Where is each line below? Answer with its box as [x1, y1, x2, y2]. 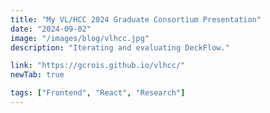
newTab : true [10, 70, 65, 80]
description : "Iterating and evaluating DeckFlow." [10, 42, 230, 53]
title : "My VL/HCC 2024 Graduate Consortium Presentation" [10, 14, 262, 25]
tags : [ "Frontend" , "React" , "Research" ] [10, 88, 186, 98]
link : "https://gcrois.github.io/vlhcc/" [10, 61, 186, 71]
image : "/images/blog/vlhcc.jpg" [10, 33, 150, 43]
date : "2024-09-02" [10, 24, 92, 34]
